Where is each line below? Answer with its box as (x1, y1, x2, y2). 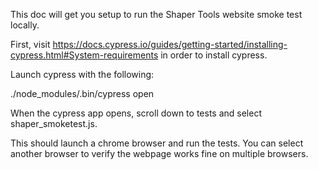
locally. (10, 19, 40, 31)
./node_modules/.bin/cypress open (10, 88, 155, 99)
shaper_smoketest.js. (10, 118, 98, 129)
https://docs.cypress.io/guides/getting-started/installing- (52, 39, 288, 50)
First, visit (10, 39, 51, 50)
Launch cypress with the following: (10, 69, 155, 80)
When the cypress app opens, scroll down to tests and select (10, 107, 262, 119)
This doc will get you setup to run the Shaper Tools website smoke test (10, 9, 303, 20)
